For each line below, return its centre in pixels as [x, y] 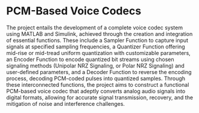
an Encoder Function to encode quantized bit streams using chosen [90, 59]
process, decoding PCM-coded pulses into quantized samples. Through [96, 78]
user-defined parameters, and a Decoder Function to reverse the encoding [99, 72]
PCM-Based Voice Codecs [74, 11]
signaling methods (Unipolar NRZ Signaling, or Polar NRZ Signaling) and [96, 65]
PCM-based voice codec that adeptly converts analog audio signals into [96, 91]
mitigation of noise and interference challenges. [66, 103]
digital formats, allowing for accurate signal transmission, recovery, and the [100, 97]
